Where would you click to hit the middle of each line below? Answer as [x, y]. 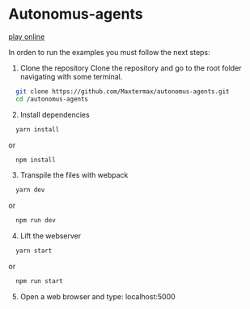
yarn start [34, 251]
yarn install [38, 129]
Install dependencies [55, 114]
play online [27, 36]
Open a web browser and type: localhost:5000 [97, 296]
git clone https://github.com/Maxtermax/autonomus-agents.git [123, 91]
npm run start [39, 281]
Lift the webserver [51, 236]
